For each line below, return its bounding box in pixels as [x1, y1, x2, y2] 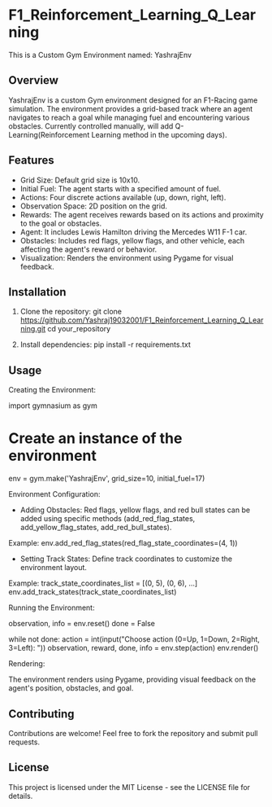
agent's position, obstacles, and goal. [8, 683, 134, 693]
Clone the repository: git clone [19, 307, 122, 317]
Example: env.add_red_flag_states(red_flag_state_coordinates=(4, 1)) [8, 538, 238, 548]
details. [8, 791, 33, 800]
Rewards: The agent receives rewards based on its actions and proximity [19, 209, 264, 219]
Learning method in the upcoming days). [91, 129, 227, 139]
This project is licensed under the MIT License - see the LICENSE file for [8, 782, 250, 792]
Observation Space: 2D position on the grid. [19, 201, 168, 211]
